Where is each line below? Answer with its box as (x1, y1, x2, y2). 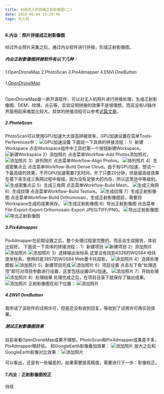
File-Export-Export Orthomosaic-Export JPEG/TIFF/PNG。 (5, 207, 123, 212)
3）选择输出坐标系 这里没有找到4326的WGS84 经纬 (51, 249, 156, 256)
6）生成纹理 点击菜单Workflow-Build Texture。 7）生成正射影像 (5, 188, 157, 194)
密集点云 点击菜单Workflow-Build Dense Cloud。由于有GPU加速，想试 (9, 163, 151, 170)
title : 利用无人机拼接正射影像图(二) (5, 7, 72, 12)
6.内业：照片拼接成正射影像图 (5, 32, 65, 38)
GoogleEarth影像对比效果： (5, 349, 60, 355)
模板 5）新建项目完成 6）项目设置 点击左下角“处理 (5, 262, 153, 268)
